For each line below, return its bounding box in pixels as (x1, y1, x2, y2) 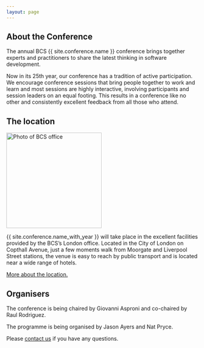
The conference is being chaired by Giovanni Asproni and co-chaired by (6, 305, 188, 312)
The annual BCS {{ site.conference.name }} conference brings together (6, 48, 186, 55)
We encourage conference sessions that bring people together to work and (6, 79, 195, 86)
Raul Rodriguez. (6, 311, 46, 319)
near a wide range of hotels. (6, 259, 77, 266)
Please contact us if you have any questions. (6, 335, 119, 343)
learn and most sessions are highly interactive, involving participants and (6, 85, 189, 93)
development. (6, 60, 41, 68)
